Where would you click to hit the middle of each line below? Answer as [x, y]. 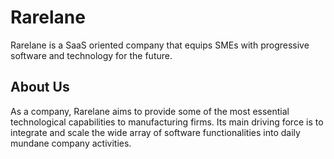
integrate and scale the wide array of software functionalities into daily [155, 132]
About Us [40, 87]
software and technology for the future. [91, 55]
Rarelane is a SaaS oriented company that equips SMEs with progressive [160, 45]
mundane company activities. [71, 143]
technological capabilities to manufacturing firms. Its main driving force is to [167, 122]
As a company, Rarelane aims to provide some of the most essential [150, 111]
